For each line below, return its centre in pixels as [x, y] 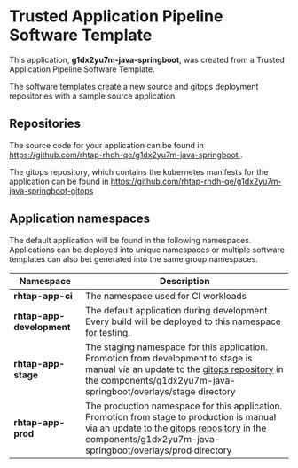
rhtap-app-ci [43, 296]
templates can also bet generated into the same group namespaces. [134, 258]
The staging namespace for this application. [177, 346]
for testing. [108, 332]
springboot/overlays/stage [141, 391]
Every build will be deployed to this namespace [183, 321]
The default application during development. [178, 310]
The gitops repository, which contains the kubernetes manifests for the [139, 171]
